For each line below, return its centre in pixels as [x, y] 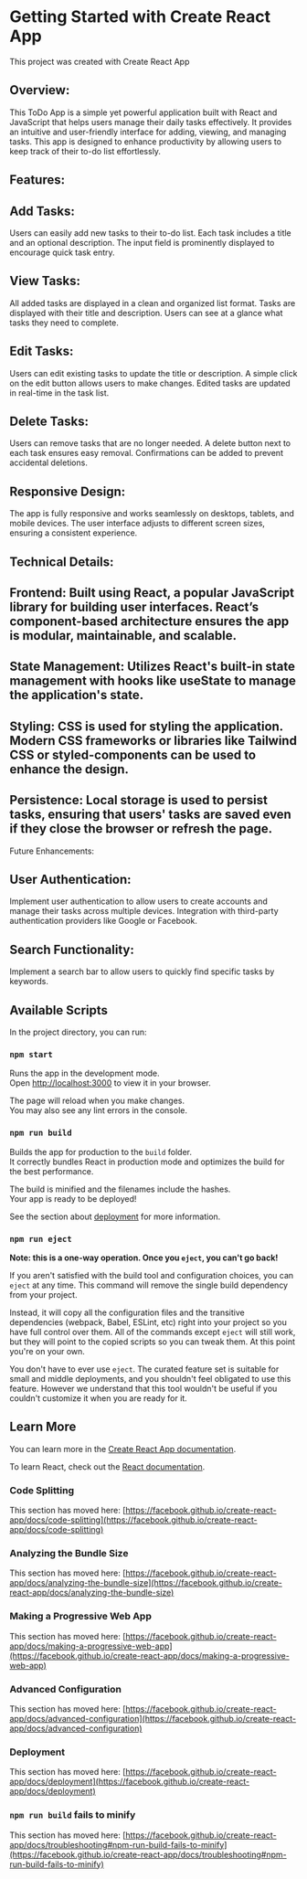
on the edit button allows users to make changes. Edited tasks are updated [150, 383]
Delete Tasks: [49, 421]
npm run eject [41, 1239]
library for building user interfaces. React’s [134, 606]
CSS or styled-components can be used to [133, 754]
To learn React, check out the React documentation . [107, 1466]
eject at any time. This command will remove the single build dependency [149, 1285]
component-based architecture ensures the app [149, 621]
